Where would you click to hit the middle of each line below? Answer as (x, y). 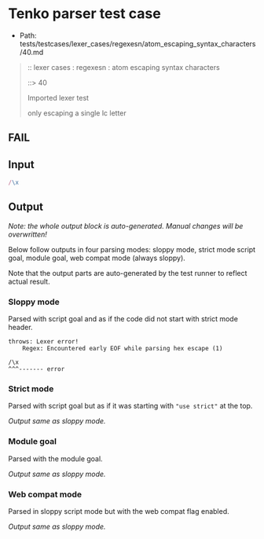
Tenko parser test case (84, 14)
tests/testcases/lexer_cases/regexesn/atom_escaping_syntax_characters (137, 43)
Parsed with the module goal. (56, 458)
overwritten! (27, 234)
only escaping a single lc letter (77, 113)
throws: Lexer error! (44, 342)
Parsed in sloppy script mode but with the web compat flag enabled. (119, 511)
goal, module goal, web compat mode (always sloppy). (97, 258)
